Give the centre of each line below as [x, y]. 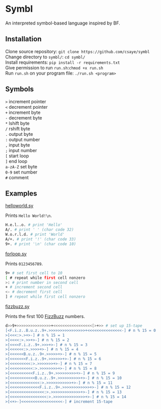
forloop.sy [16, 254]
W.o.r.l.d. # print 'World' [35, 235]
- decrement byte [24, 117]
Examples [21, 193]
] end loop [16, 161]
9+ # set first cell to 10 [34, 273]
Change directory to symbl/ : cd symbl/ [45, 57]
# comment [17, 177]
